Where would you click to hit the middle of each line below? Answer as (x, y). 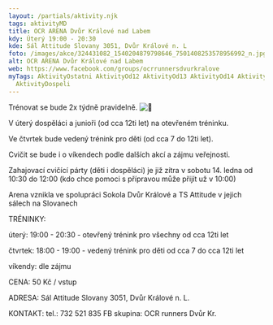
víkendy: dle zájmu (40, 266)
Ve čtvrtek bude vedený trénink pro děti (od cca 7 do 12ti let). (111, 138)
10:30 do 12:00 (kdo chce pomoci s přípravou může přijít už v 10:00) (122, 179)
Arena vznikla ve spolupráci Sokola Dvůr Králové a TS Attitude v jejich (125, 194)
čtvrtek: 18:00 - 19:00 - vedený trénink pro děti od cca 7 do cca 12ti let (126, 250)
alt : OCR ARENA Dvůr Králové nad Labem (76, 62)
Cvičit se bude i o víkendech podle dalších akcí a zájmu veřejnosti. (119, 154)
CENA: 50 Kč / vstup (43, 282)
